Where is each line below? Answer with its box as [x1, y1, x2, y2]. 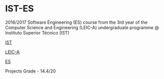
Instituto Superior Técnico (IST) [5, 30, 70, 36]
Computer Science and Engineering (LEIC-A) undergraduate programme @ [5, 24, 160, 30]
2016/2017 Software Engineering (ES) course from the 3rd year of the [5, 19, 148, 25]
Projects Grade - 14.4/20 [5, 68, 56, 74]
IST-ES [5, 3, 34, 14]
